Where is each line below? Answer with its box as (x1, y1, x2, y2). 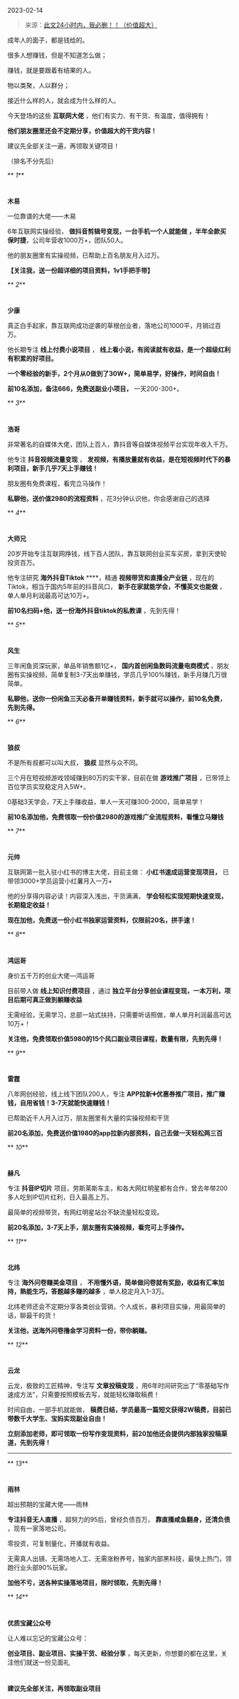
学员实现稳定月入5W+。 (19, 783, 90, 791)
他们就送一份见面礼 (13, 1658, 70, 1666)
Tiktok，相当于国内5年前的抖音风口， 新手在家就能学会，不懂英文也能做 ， (7, 582, 226, 591)
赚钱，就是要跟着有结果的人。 (7, 66, 95, 74)
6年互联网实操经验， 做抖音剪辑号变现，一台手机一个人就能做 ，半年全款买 (7, 227, 226, 235)
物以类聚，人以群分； (7, 81, 70, 90)
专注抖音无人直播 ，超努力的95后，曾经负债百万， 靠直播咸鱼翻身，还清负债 (7, 1515, 230, 1524)
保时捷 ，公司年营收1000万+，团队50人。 (7, 236, 127, 245)
